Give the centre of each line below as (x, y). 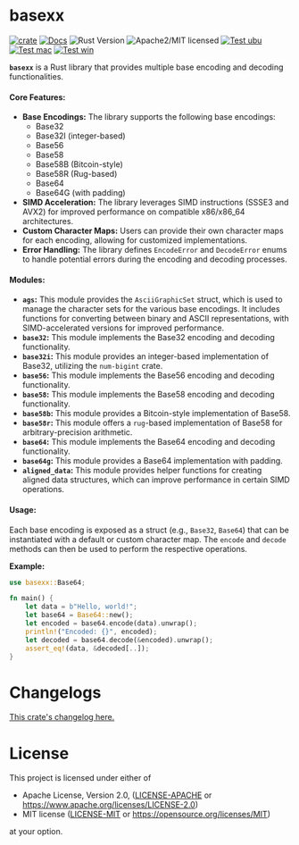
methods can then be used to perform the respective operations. (129, 548)
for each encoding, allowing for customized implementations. (135, 240)
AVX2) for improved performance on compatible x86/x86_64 (133, 212)
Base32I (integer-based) (81, 136)
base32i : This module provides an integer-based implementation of (145, 356)
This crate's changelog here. (62, 717)
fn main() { (31, 598)
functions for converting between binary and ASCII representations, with (155, 319)
